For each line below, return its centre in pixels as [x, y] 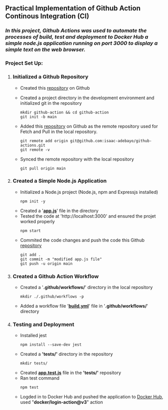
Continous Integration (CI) [47, 16]
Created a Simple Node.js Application [60, 181]
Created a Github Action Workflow [56, 276]
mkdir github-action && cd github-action [64, 112]
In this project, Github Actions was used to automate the [76, 31]
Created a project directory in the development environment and [87, 98]
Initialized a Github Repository [50, 77]
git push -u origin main [46, 263]
